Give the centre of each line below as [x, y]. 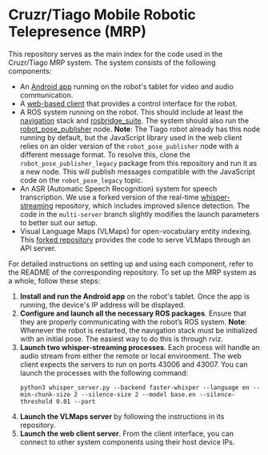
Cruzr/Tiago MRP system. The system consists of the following [112, 62]
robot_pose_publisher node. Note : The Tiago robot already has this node [140, 129]
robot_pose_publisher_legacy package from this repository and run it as [138, 163]
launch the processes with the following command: [104, 372]
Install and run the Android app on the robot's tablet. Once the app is [135, 296]
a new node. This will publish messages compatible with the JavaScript [138, 171]
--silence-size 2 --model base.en [138, 394]
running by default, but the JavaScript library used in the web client [131, 137]
